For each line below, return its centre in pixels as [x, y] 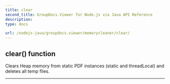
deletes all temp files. [27, 71]
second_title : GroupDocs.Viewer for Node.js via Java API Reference [79, 15]
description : [19, 19]
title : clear [19, 10]
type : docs [17, 24]
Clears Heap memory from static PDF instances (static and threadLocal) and [85, 66]
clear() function [30, 54]
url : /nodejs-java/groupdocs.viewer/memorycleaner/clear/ [68, 33]
